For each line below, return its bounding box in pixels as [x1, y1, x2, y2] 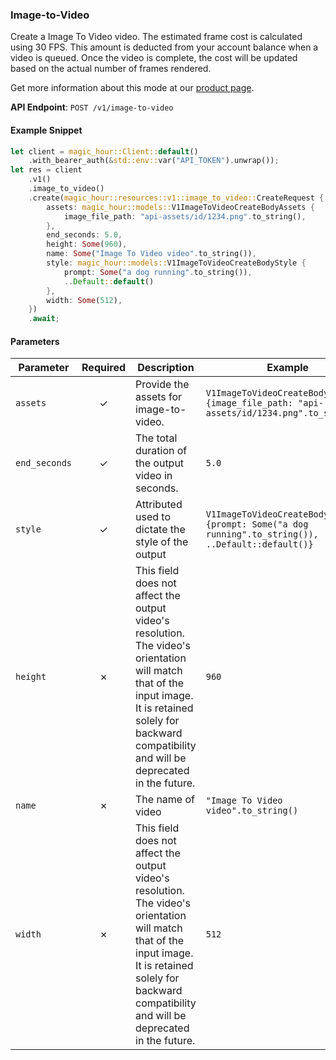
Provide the [135, 378, 190, 392]
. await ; [28, 314, 60, 324]
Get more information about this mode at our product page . [10, 82, 255, 94]
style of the [135, 535, 189, 549]
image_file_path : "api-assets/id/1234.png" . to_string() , [63, 211, 307, 222]
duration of [135, 444, 188, 458]
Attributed [135, 498, 183, 512]
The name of [135, 793, 196, 807]
